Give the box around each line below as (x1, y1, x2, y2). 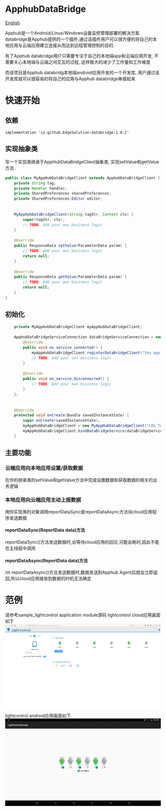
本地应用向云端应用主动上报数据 (5, 497, 82, 504)
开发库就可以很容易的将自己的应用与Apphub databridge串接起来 (5, 76, 136, 82)
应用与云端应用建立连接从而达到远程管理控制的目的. (9, 42, 115, 48)
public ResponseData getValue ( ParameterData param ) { (14, 274, 127, 280)
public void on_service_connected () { (23, 345, 103, 350)
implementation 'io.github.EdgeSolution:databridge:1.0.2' (5, 130, 129, 135)
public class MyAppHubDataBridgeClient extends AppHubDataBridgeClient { (5, 175, 161, 180)
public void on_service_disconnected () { (23, 377, 110, 382)
